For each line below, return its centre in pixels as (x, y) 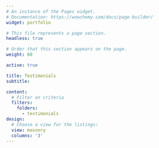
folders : (27, 108)
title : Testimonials (31, 76)
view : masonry (28, 130)
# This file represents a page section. (56, 33)
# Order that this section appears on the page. (67, 49)
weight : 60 (19, 55)
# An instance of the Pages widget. (51, 11)
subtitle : (18, 81)
